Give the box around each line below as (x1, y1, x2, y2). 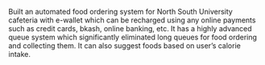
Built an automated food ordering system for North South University (8, 7, 234, 16)
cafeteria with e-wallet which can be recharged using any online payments (8, 15, 256, 25)
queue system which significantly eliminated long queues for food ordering (8, 32, 258, 42)
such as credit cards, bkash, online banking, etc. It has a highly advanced (8, 24, 252, 33)
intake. (8, 50, 31, 59)
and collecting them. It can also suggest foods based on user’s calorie (8, 41, 242, 51)
